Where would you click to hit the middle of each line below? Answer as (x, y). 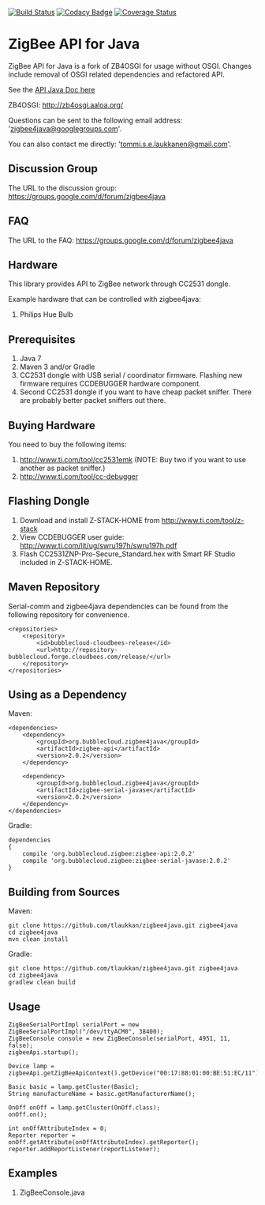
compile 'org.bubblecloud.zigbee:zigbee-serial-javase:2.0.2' (127, 861)
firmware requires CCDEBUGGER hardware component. (110, 384)
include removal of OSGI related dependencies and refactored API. (116, 74)
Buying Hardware (52, 426)
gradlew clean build (42, 983)
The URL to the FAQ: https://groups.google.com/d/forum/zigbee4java (121, 240)
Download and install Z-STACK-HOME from (90, 520)
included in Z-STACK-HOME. (66, 562)
